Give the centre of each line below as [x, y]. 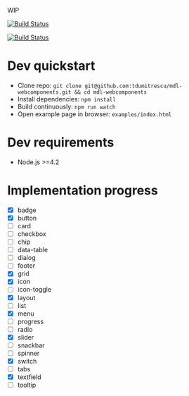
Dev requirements [61, 143]
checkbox [32, 234]
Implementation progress [83, 191]
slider [25, 337]
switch [27, 361]
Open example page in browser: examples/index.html [94, 114]
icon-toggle [34, 290]
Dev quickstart [51, 66]
